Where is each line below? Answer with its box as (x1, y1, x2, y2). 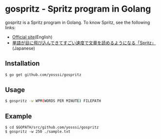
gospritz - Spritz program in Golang (5, 3, 151, 15)
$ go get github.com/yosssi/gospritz (5, 72, 82, 77)
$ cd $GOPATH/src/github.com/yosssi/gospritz (5, 125, 99, 130)
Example (5, 112, 32, 120)
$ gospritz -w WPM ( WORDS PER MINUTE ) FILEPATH (5, 99, 101, 104)
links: (5, 24, 16, 30)
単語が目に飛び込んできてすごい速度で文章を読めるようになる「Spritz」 (12, 40, 156, 46)
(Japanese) (12, 45, 36, 51)
